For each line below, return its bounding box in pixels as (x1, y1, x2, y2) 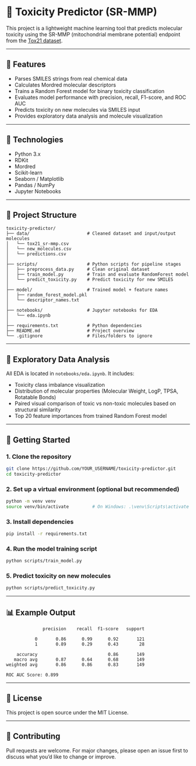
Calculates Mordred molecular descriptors (14, 81, 117, 88)
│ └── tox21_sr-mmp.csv (6, 241, 69, 247)
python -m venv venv (6, 498, 57, 504)
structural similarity (14, 406, 61, 413)
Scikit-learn (14, 169, 43, 176)
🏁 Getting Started (6, 435, 71, 445)
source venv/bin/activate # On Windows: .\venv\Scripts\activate (6, 503, 190, 510)
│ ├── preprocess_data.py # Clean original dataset (6, 266, 150, 273)
